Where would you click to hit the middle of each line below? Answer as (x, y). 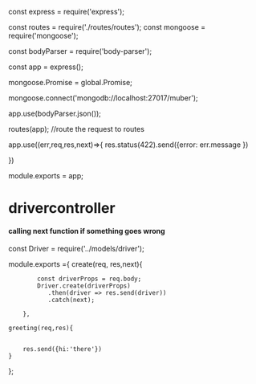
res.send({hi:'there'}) (63, 349)
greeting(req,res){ (41, 329)
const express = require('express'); (67, 12)
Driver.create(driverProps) (84, 286)
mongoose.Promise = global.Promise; (70, 82)
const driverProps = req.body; (89, 279)
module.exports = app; (46, 176)
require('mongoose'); (43, 36)
